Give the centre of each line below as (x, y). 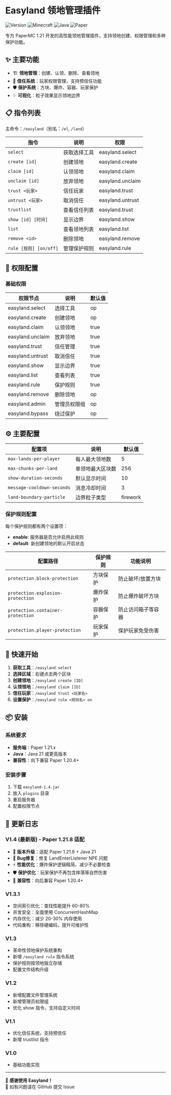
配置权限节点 (26, 806)
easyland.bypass (28, 413)
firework (131, 497)
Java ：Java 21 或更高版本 (40, 754)
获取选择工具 (79, 152)
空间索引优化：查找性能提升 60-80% (51, 906)
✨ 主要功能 (22, 60)
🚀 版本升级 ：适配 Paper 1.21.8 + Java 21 (54, 851)
